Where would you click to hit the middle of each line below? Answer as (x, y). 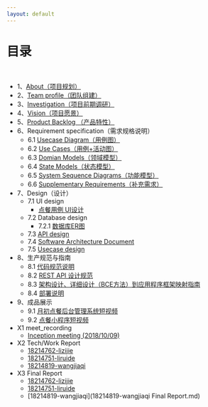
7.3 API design (48, 234)
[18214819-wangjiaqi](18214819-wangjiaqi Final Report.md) (114, 396)
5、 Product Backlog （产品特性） (66, 122)
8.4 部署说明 (46, 293)
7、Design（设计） (44, 193)
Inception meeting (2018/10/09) (73, 335)
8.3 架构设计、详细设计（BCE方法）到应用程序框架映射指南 (114, 284)
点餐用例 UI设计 (61, 209)
